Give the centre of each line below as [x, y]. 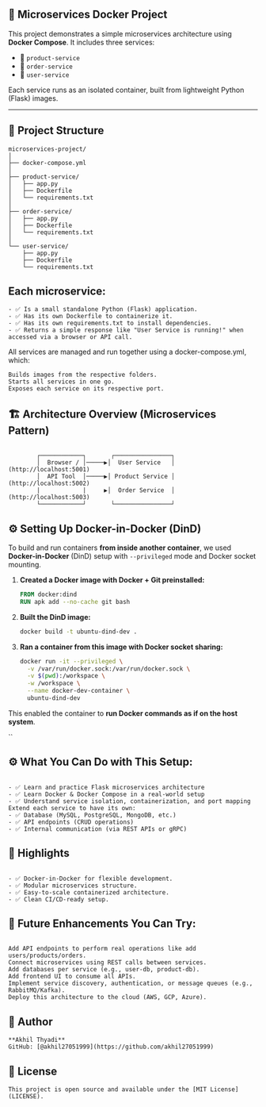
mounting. [25, 565]
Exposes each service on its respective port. [86, 389]
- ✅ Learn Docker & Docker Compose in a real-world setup [106, 794]
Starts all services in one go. [61, 382]
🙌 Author [30, 1022]
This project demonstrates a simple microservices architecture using [120, 33]
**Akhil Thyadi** [37, 1040]
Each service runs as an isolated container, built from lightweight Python [126, 90]
